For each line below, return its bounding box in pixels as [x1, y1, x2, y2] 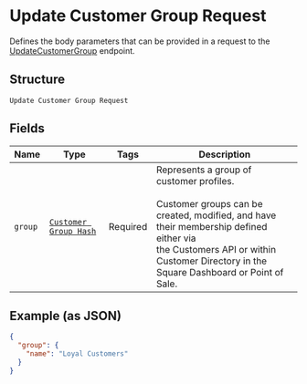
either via [155, 232, 196, 244]
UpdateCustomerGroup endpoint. [9, 45, 135, 56]
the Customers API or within [155, 243, 277, 255]
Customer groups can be [155, 197, 263, 210]
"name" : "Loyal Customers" [26, 349, 129, 358]
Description [198, 148, 251, 161]
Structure [9, 72, 66, 88]
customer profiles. [155, 174, 235, 187]
